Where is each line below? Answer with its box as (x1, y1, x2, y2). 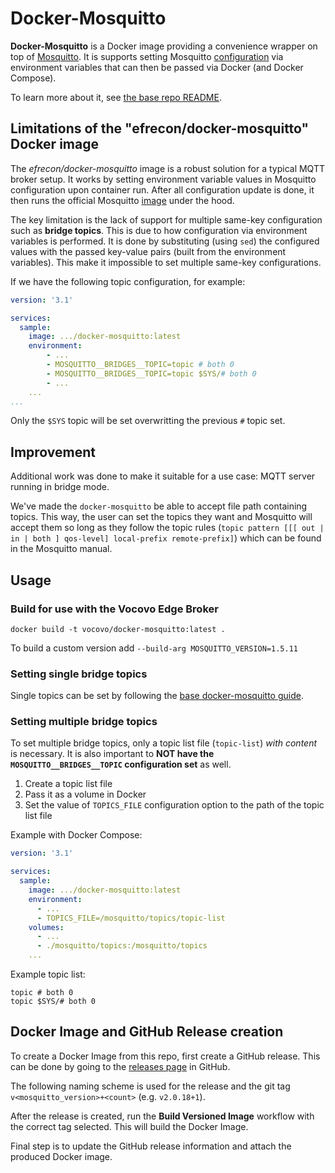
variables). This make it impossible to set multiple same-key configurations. (10, 256, 322, 268)
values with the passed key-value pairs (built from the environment (10, 245, 287, 257)
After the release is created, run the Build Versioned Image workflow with (10, 1110, 315, 1122)
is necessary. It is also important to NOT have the (10, 748, 215, 760)
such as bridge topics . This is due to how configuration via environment (10, 224, 308, 236)
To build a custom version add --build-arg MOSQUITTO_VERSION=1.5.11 (10, 642, 298, 654)
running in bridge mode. (10, 481, 110, 493)
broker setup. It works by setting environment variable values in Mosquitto (10, 173, 317, 185)
